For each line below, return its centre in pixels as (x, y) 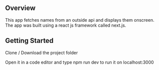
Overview (20, 8)
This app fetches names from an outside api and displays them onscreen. (80, 20)
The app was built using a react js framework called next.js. (66, 25)
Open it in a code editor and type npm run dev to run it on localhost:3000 (79, 62)
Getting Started (29, 41)
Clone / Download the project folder (41, 52)
